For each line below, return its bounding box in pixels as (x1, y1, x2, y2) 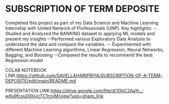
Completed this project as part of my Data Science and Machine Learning (5, 20, 158, 26)
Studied (5, 30, 22, 36)
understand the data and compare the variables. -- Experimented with (5, 41, 151, 47)
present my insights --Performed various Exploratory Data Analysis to (5, 36, 151, 42)
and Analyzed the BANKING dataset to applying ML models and (22, 30, 155, 36)
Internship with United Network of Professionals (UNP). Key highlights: (5, 25, 152, 31)
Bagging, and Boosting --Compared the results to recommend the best (5, 51, 153, 58)
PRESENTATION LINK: (5, 87, 52, 93)
